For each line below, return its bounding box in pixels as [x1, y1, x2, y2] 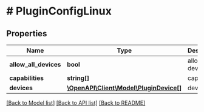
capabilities [9, 74, 44, 82]
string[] [66, 74, 90, 82]
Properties [6, 28, 47, 39]
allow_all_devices [9, 61, 61, 68]
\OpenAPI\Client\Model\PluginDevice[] [66, 84, 182, 92]
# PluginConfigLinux [6, 4, 112, 18]
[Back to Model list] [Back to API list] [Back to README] [6, 99, 146, 107]
